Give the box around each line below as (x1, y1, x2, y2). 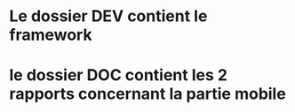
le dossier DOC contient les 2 (9, 65, 228, 86)
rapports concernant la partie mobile (9, 84, 286, 104)
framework (9, 25, 92, 45)
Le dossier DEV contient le (9, 6, 208, 26)
